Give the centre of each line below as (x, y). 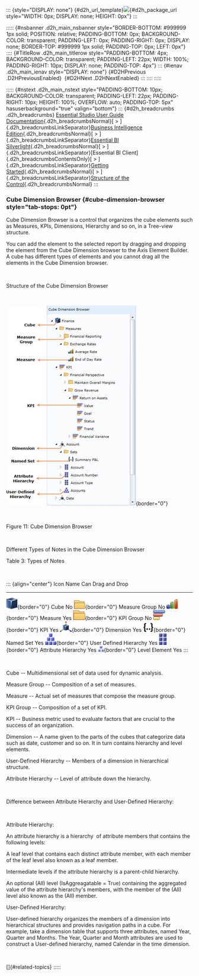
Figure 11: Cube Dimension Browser (49, 527)
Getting (100, 165)
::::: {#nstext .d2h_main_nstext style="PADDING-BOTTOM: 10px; (84, 90)
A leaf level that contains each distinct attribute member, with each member (99, 854)
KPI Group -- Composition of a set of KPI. (57, 708)
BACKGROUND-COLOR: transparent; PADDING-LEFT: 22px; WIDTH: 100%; (97, 59)
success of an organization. (40, 725)
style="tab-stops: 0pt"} (42, 206)
